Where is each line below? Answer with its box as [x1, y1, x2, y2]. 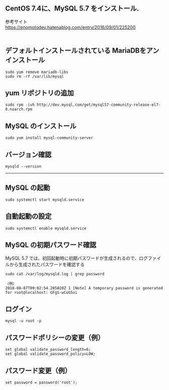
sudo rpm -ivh [5, 102, 35, 108]
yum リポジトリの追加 [5, 89, 74, 98]
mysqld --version [5, 164, 42, 169]
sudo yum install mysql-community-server [5, 135, 94, 140]
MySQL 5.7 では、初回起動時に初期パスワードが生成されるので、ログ [5, 255, 148, 261]
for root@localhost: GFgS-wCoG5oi [5, 290, 78, 295]
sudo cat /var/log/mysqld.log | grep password [5, 271, 105, 276]
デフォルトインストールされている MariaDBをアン [5, 46, 159, 55]
